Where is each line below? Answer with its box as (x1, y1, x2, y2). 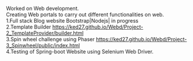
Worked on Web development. (6, 5, 79, 12)
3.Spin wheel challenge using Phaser (6, 36, 95, 42)
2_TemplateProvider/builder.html (6, 30, 84, 37)
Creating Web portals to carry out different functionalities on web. (6, 11, 164, 18)
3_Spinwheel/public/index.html (6, 42, 80, 49)
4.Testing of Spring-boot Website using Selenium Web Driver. (6, 48, 154, 55)
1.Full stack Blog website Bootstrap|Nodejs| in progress (6, 17, 139, 24)
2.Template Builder (6, 23, 51, 30)
